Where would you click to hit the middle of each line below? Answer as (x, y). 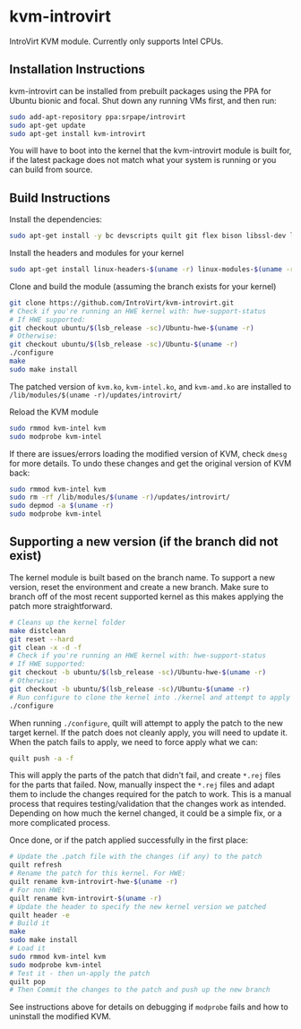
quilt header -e (39, 915)
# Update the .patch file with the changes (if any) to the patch (136, 857)
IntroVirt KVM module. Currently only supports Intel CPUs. (116, 41)
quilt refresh (36, 865)
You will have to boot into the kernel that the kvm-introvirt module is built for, (150, 150)
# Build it (30, 923)
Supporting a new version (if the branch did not (144, 542)
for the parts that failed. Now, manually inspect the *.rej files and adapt (142, 785)
